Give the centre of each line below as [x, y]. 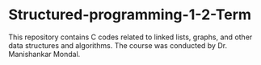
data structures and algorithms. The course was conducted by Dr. [118, 45]
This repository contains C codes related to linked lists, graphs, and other [130, 37]
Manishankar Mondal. [44, 54]
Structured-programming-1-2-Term [130, 15]
